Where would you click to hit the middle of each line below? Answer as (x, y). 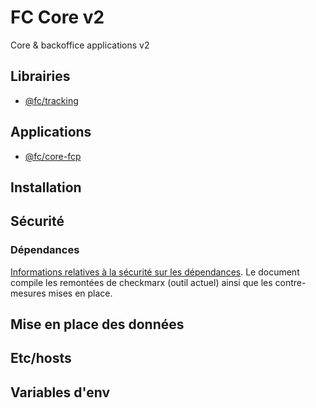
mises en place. (80, 293)
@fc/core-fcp (53, 156)
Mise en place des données (97, 324)
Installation (46, 187)
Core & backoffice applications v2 (80, 45)
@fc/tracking (51, 100)
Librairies (40, 76)
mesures (28, 293)
